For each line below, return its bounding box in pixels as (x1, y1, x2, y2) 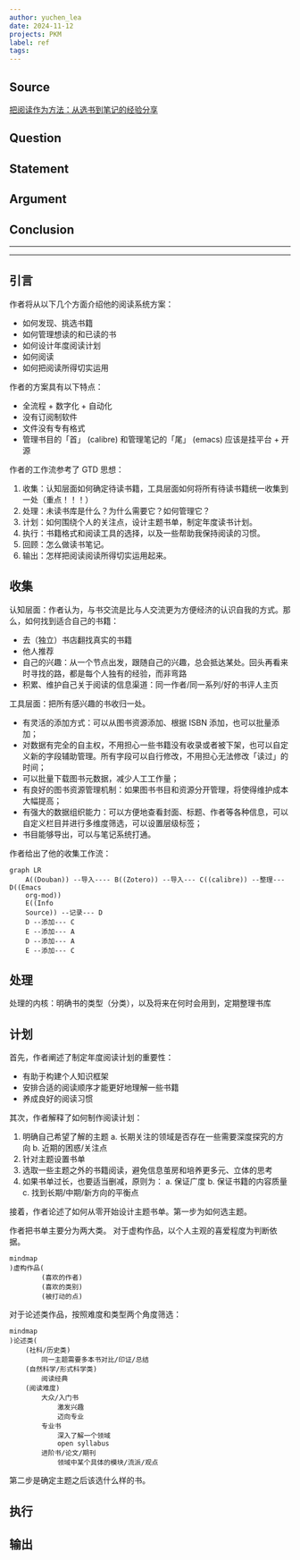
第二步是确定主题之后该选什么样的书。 (9, 1475, 150, 1486)
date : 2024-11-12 (9, 21, 74, 30)
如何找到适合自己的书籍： (24, 615, 119, 626)
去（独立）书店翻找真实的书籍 (21, 634, 132, 645)
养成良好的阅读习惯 (21, 1093, 94, 1104)
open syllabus (56, 1439, 110, 1448)
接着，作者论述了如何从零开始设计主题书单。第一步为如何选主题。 (9, 1206, 252, 1217)
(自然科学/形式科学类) (25, 1365, 98, 1374)
